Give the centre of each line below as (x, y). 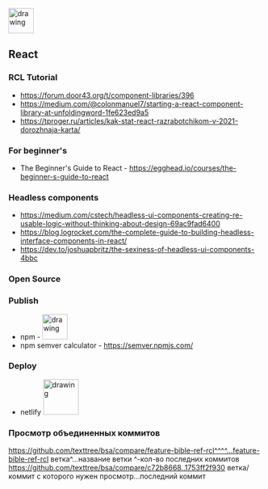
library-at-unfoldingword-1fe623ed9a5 (84, 112)
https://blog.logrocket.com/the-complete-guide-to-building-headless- (137, 232)
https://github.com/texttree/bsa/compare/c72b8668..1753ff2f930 (117, 468)
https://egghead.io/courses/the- (182, 168)
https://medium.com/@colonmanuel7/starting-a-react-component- (132, 103)
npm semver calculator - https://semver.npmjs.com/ (107, 345)
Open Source (35, 279)
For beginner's (38, 150)
